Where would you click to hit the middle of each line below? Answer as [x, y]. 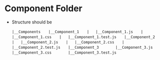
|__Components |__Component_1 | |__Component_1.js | [77, 32]
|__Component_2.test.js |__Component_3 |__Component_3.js [82, 47]
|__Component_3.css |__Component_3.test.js [64, 52]
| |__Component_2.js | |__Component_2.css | [68, 42]
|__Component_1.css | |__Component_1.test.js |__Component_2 [83, 37]
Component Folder [43, 9]
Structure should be [32, 22]
